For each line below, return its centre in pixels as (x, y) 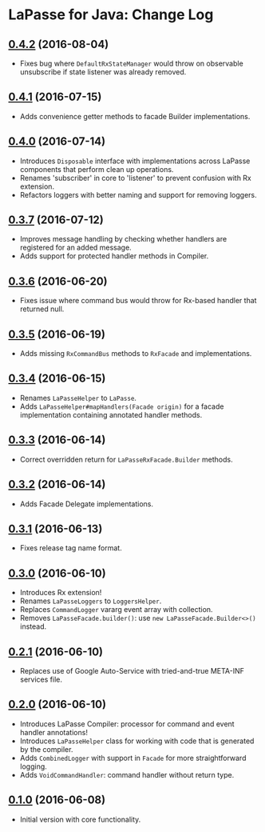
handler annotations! (53, 732)
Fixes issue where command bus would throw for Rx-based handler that (138, 301)
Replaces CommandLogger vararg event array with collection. (116, 610)
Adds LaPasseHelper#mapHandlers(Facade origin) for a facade (122, 406)
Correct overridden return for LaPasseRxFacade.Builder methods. (126, 459)
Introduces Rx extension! (61, 593)
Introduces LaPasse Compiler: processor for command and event (127, 724)
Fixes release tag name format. (71, 548)
